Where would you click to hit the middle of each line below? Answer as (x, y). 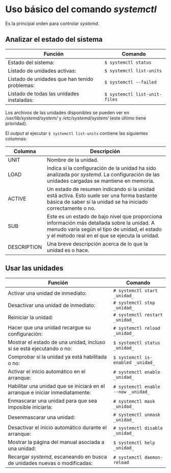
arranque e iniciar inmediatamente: (49, 392)
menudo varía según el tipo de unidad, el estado (104, 229)
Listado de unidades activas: (42, 71)
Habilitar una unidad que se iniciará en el (56, 386)
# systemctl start (135, 290)
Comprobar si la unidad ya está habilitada (57, 356)
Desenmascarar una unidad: (41, 417)
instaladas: (21, 100)
